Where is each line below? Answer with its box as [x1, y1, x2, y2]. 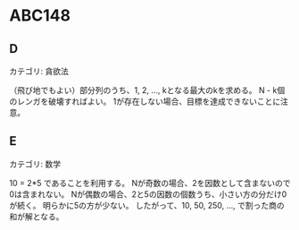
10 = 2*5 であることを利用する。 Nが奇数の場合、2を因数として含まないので [9, 177, 291, 188]
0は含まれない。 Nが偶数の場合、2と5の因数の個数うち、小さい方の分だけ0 [9, 189, 287, 200]
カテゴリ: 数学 [9, 158, 61, 169]
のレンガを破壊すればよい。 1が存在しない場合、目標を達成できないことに [9, 96, 281, 106]
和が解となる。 [9, 211, 64, 222]
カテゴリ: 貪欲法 [9, 66, 69, 76]
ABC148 [9, 5, 71, 26]
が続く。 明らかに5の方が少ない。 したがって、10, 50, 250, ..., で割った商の [9, 200, 286, 210]
